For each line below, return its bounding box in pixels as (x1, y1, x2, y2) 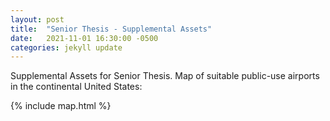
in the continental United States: (10, 81, 143, 93)
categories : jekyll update (10, 42, 123, 53)
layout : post (10, 14, 65, 25)
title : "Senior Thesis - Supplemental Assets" (10, 24, 213, 34)
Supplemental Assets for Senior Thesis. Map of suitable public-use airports (10, 70, 320, 82)
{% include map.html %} (10, 100, 112, 112)
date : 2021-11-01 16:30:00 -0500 (10, 33, 159, 43)
